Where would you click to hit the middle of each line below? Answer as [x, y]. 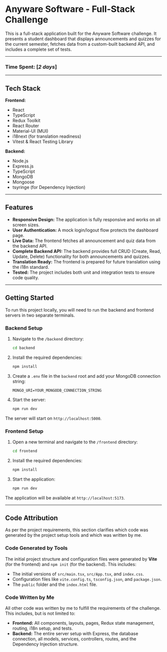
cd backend [24, 348]
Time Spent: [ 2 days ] [31, 67]
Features [19, 207]
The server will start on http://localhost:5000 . [53, 418]
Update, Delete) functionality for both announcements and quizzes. [81, 256]
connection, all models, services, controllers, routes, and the [74, 639]
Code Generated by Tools [37, 548]
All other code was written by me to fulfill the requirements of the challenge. [83, 608]
